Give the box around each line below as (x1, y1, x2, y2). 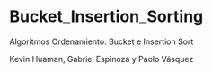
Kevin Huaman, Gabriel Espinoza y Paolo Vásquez (9, 53, 194, 64)
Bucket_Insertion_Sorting (9, 6, 204, 27)
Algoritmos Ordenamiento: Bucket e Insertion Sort (9, 36, 194, 47)
